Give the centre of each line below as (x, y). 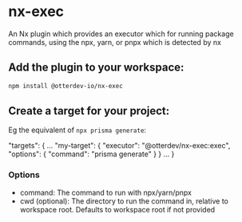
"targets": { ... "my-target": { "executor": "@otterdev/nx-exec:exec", (119, 146)
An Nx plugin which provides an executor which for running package (121, 34)
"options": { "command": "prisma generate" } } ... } (91, 154)
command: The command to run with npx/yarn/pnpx (105, 192)
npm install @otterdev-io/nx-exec (66, 86)
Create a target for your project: (89, 111)
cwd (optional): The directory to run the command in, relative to (124, 201)
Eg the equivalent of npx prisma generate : (77, 130)
